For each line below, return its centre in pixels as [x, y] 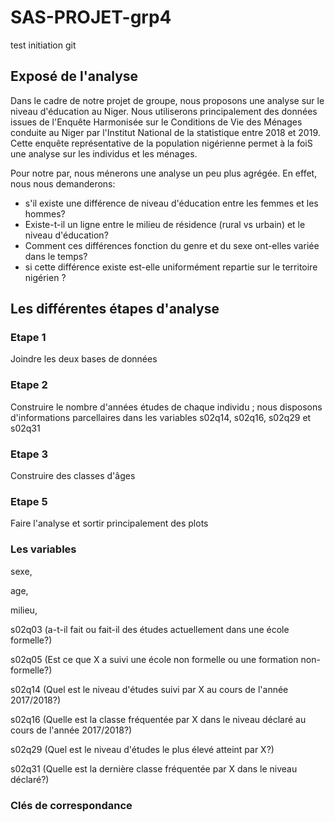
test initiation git [43, 45]
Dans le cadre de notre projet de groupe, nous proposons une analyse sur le [167, 100]
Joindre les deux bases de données [84, 359]
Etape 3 [29, 454]
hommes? [45, 213]
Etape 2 [29, 385]
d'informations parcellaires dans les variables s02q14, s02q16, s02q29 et [161, 417]
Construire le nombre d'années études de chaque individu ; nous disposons [166, 407]
